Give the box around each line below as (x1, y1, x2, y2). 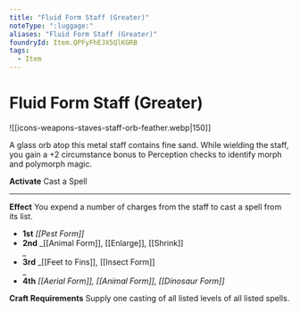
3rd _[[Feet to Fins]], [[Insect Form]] (21, 256, 155, 267)
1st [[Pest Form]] (21, 228, 85, 239)
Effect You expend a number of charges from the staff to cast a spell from (9, 201, 282, 212)
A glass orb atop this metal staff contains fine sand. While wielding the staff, (9, 139, 289, 150)
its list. (9, 210, 33, 221)
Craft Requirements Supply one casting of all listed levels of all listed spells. (9, 292, 290, 303)
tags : (9, 46, 29, 55)
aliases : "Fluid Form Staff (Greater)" (9, 29, 158, 38)
